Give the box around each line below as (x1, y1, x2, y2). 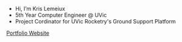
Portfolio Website (6, 29, 50, 37)
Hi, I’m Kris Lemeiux (15, 5, 66, 12)
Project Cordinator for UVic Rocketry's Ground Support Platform (15, 18, 177, 25)
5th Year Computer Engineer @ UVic (15, 11, 107, 19)
